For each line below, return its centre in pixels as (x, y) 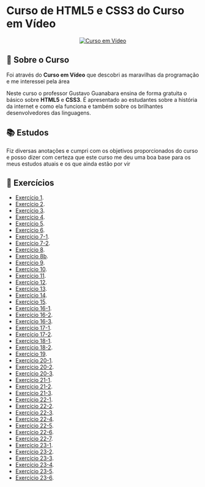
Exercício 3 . (30, 211)
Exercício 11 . (31, 276)
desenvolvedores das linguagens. (49, 113)
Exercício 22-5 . (34, 426)
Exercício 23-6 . (34, 478)
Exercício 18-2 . (34, 348)
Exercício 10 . (31, 269)
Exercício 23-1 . (34, 445)
